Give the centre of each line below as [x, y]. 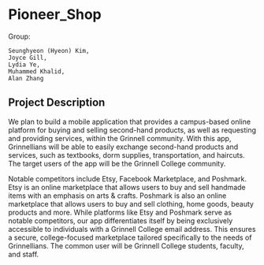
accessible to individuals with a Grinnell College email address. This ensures [132, 229]
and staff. [24, 254]
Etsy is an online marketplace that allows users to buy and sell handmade [127, 187]
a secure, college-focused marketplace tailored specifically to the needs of [130, 237]
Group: [19, 36]
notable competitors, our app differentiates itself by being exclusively [121, 220]
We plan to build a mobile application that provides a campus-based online [129, 121]
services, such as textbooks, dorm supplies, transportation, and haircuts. [127, 155]
